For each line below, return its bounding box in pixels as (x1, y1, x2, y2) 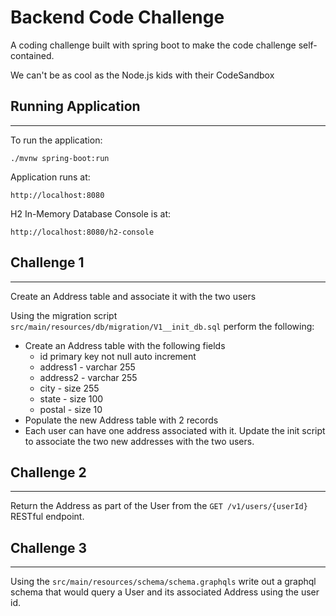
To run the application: (10, 134, 103, 146)
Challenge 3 (10, 539, 88, 556)
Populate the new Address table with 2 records (24, 414, 219, 426)
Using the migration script (10, 309, 118, 321)
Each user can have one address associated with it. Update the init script (24, 424, 326, 436)
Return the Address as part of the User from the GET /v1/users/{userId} (10, 500, 308, 512)
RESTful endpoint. (10, 511, 85, 523)
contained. (10, 49, 55, 61)
